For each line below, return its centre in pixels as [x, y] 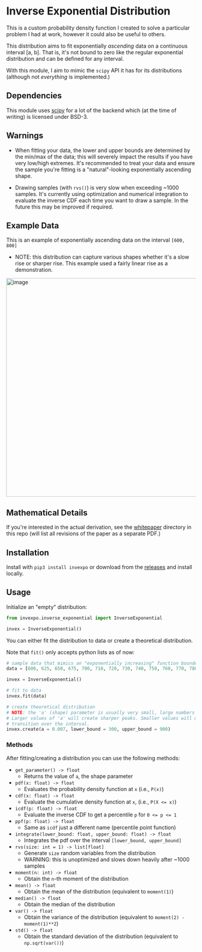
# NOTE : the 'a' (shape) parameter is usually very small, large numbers [101, 713]
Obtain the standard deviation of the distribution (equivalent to [101, 936]
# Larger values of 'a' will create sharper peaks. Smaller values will [99, 718]
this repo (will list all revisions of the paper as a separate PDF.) [84, 534]
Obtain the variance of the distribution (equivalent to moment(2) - [104, 917]
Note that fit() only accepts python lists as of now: [71, 652]
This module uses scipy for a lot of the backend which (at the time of [91, 110]
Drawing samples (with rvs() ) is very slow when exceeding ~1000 [97, 188]
